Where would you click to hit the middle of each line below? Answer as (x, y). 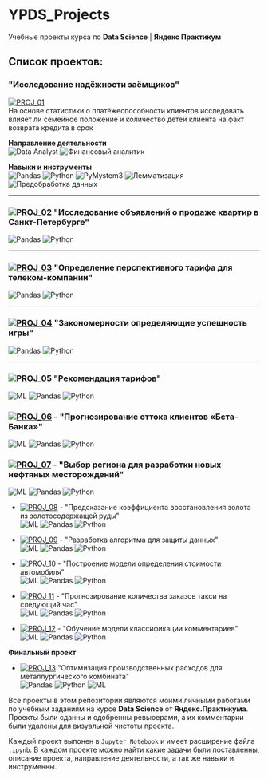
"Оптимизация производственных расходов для (140, 668)
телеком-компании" (51, 277)
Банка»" (26, 426)
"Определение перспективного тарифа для (143, 267)
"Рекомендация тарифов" (107, 378)
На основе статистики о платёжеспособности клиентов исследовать (126, 110)
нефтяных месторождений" (66, 475)
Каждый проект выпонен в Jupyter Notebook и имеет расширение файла (132, 741)
